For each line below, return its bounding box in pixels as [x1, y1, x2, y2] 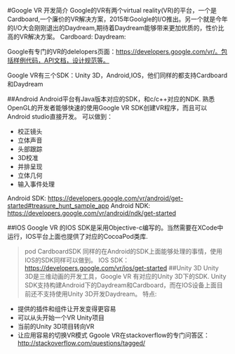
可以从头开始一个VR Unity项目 [17, 313, 105, 322]
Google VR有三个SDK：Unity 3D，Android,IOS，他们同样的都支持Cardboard [7, 71, 228, 79]
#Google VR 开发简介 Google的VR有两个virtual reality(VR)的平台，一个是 [7, 6, 217, 14]
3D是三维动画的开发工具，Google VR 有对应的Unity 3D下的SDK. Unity [24, 273, 227, 280]
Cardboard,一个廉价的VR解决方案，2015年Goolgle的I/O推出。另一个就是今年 [7, 15, 228, 23]
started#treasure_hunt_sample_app [7, 202, 109, 209]
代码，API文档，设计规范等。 [25, 56, 110, 65]
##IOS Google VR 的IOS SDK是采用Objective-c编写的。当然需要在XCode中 [7, 223, 224, 232]
